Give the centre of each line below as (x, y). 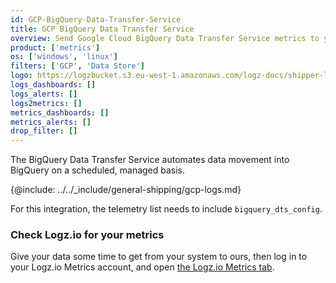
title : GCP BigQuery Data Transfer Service (102, 29)
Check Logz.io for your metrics (87, 235)
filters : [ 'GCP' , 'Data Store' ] (77, 66)
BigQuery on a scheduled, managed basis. (98, 170)
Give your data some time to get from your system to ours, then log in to (159, 257)
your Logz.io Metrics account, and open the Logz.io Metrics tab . (142, 267)
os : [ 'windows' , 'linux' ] (64, 57)
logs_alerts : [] (44, 94)
